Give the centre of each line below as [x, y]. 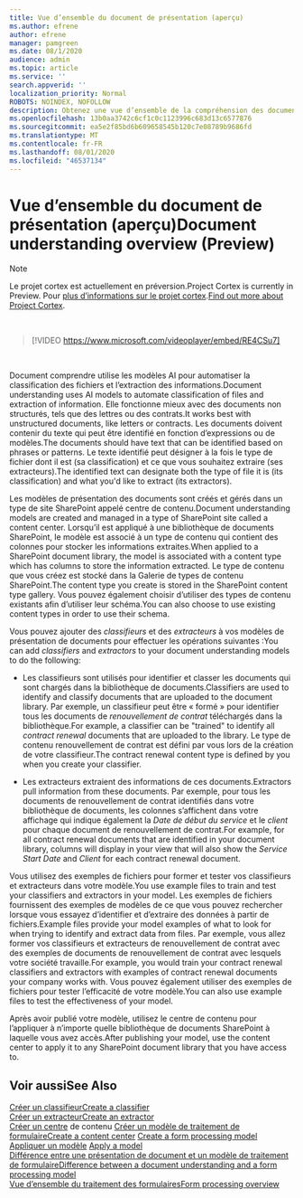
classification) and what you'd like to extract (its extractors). [121, 481]
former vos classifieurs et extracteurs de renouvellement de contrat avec [145, 943]
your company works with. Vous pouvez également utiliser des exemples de [151, 982]
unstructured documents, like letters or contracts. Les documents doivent [146, 424]
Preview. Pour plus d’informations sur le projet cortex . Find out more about [147, 296]
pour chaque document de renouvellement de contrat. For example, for [153, 830]
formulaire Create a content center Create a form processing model [133, 1137]
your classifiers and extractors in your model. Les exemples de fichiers [141, 895]
